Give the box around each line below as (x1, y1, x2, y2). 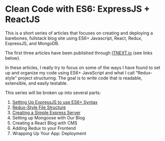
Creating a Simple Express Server (12, 109, 81, 116)
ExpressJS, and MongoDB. (5, 40, 60, 46)
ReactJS (5, 14, 40, 25)
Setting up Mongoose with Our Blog (12, 115, 85, 120)
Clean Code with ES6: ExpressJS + (5, 3, 150, 15)
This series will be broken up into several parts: (5, 90, 101, 95)
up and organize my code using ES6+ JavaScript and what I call (5, 70, 135, 75)
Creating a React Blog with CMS (12, 120, 78, 126)
